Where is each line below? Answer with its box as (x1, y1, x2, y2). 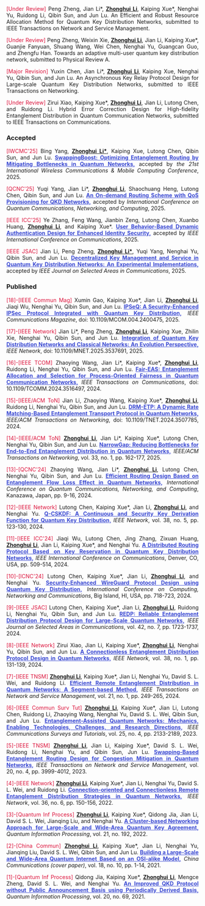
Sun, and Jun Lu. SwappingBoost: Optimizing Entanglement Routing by (6, 154, 199, 161)
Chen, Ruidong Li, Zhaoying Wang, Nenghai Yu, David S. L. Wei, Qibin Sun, (6, 710, 199, 717)
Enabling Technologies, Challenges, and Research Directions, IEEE (6, 723, 199, 731)
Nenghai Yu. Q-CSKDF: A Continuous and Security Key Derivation (6, 509, 199, 517)
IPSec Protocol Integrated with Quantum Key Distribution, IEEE (6, 309, 199, 317)
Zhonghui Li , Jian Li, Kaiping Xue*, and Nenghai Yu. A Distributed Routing (6, 541, 200, 548)
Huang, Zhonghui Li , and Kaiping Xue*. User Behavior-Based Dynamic (6, 223, 199, 231)
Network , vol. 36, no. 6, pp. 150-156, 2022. (6, 799, 114, 806)
